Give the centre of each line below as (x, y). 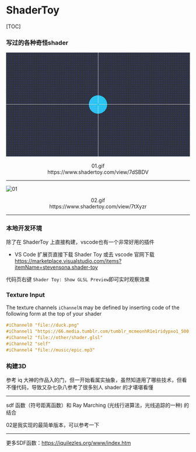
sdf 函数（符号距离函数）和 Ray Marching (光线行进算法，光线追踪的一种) (94, 405)
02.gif (98, 200)
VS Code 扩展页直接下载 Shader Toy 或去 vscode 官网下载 (84, 255)
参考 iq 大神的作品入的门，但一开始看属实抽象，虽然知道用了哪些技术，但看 (97, 380)
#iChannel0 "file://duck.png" (43, 326)
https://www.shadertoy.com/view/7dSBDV (98, 172)
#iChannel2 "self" (28, 344)
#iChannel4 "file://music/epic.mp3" (50, 350)
